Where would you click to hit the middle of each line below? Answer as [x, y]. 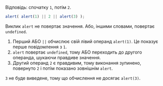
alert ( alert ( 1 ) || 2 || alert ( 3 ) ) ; [45, 17]
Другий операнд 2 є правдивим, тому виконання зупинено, [77, 63]
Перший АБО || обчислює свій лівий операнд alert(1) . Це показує [85, 41]
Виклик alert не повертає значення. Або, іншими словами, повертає [80, 26]
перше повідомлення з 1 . [40, 47]
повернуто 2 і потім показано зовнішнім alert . [63, 68]
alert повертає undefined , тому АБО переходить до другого [77, 52]
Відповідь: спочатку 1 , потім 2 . [38, 7]
